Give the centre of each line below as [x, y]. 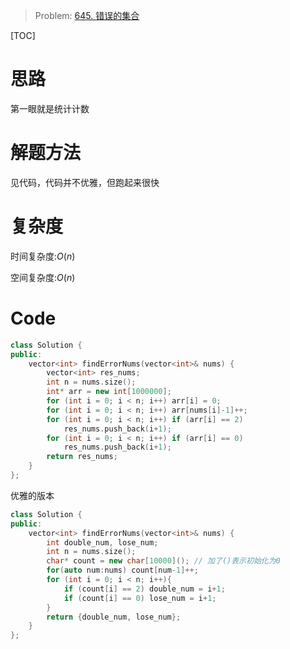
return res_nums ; [82, 457]
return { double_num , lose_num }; [114, 617]
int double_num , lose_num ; [102, 542]
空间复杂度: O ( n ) [43, 277]
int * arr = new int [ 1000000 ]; [109, 392]
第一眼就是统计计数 [50, 108]
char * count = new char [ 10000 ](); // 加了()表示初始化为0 [163, 561]
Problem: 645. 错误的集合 [87, 15]
